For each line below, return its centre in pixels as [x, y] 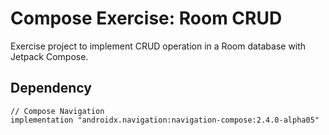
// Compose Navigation [57, 111]
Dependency [51, 88]
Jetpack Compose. [49, 56]
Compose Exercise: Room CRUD [146, 18]
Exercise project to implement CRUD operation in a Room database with [158, 46]
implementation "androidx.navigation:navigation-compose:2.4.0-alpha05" [165, 120]
